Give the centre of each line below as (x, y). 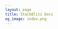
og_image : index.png (26, 19)
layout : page (18, 10)
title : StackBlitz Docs (29, 14)
